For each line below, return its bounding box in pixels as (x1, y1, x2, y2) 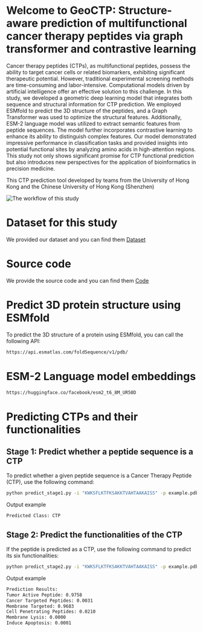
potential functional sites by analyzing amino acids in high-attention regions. (6, 146, 196, 153)
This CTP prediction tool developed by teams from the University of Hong (6, 176, 190, 184)
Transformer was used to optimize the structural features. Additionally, (6, 113, 182, 121)
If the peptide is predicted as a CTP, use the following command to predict (6, 546, 192, 553)
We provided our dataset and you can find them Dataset (6, 236, 146, 243)
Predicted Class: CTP (6, 513, 61, 519)
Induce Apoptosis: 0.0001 (6, 620, 71, 626)
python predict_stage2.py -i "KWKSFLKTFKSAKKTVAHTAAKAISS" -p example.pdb (6, 564, 199, 570)
